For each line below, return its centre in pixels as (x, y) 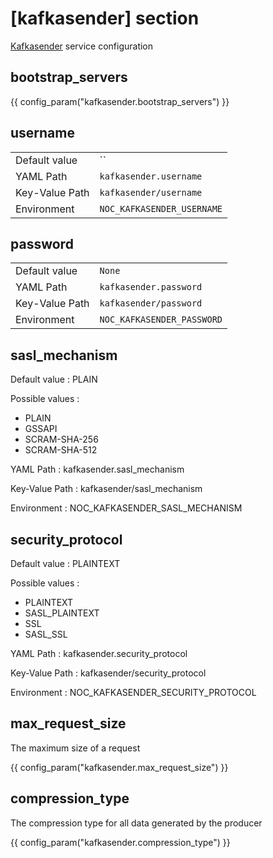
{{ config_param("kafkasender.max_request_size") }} (119, 767)
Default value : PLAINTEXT (65, 563)
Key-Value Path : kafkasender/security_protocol (108, 673)
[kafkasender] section (105, 18)
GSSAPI (41, 429)
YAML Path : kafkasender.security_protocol (99, 653)
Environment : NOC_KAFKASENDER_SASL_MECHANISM (126, 508)
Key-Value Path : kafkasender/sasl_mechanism (106, 489)
